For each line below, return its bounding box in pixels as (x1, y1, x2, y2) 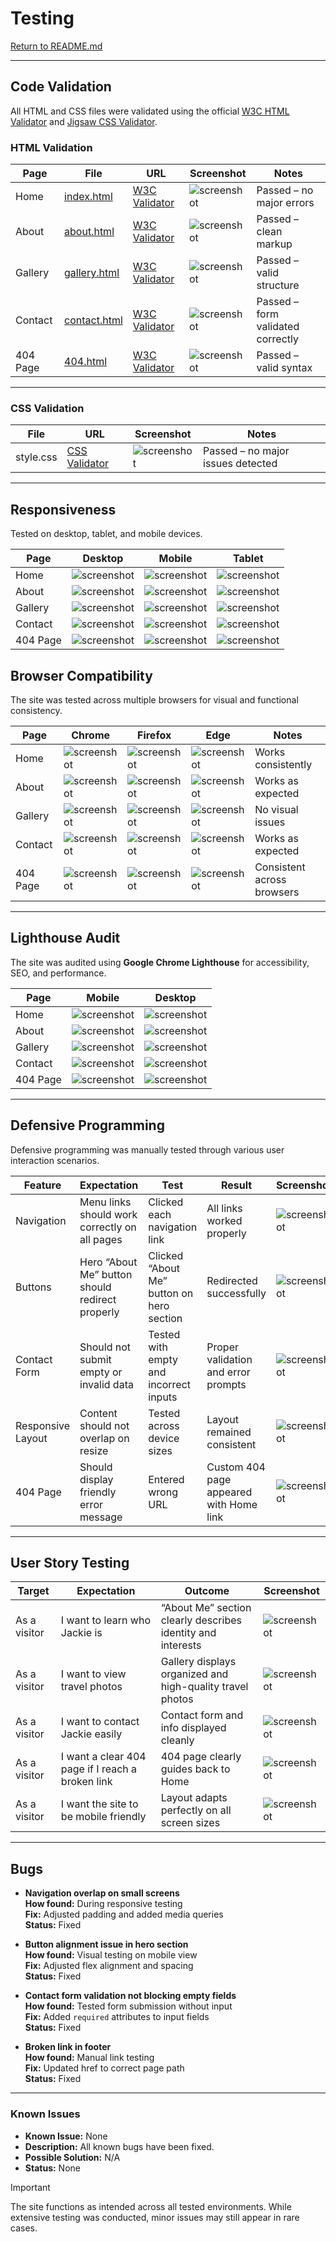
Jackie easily (60, 1727, 123, 1741)
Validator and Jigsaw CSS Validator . (10, 115, 158, 127)
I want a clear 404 (60, 1750, 147, 1764)
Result (220, 1178, 253, 1192)
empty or (79, 1365, 123, 1379)
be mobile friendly (60, 1810, 147, 1824)
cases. (10, 2222, 38, 2234)
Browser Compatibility (10, 667, 153, 684)
